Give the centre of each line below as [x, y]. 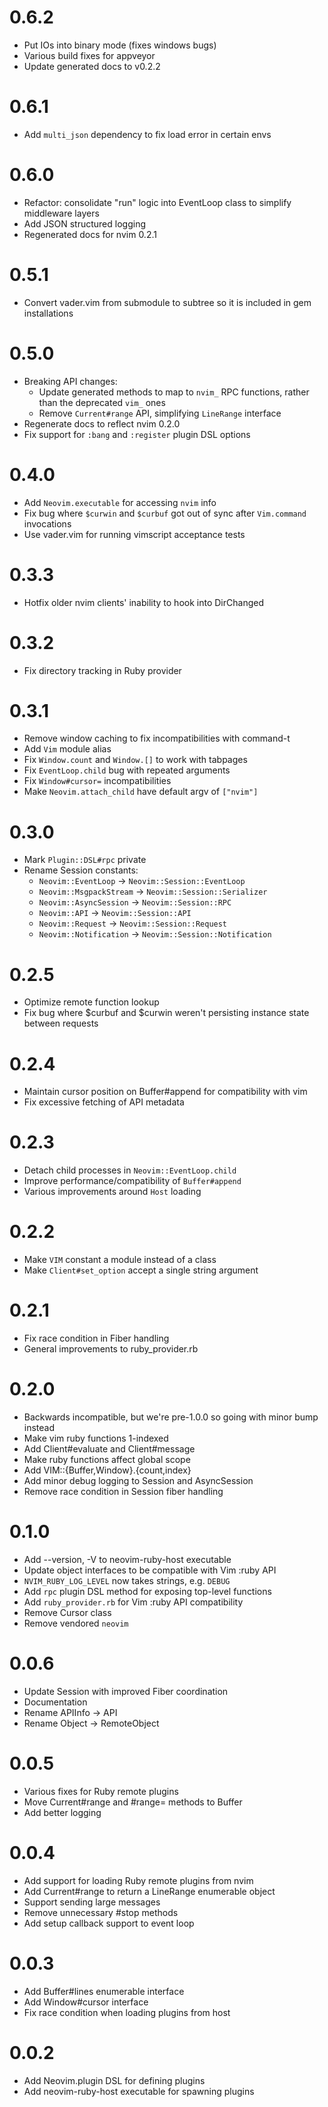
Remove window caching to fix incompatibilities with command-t [157, 738]
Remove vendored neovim [76, 1623]
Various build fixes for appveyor [89, 55]
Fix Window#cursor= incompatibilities [97, 781]
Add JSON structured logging [84, 223]
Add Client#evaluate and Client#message [109, 1449]
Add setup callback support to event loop [109, 1923]
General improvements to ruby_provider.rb [111, 1349]
